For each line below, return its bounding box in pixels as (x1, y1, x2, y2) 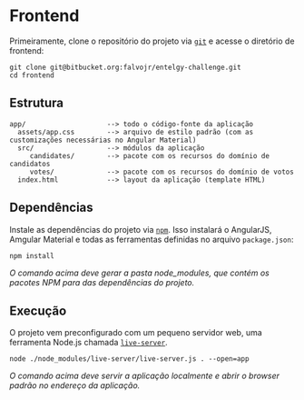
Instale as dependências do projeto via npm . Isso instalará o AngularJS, (9, 224, 272, 235)
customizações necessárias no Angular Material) (9, 135, 197, 145)
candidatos (9, 159, 51, 168)
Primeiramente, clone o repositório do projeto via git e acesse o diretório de (9, 35, 295, 46)
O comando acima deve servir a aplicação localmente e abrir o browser (9, 370, 279, 382)
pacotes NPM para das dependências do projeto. (9, 276, 195, 287)
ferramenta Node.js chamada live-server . (9, 337, 168, 348)
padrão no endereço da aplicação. (9, 380, 141, 391)
